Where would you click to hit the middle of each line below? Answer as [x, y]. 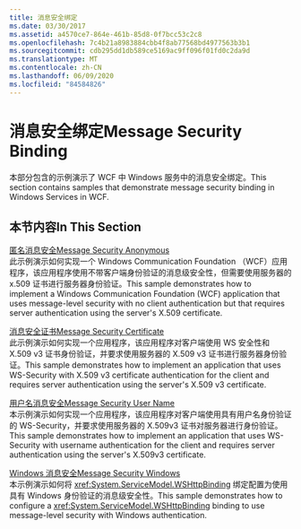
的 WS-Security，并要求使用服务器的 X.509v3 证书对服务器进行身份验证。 [146, 426]
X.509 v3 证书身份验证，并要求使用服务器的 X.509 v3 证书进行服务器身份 [144, 354]
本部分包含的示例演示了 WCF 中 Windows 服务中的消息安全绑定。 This [138, 177]
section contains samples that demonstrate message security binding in [142, 187]
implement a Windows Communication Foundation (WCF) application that [145, 294]
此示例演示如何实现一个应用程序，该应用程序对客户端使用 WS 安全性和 [140, 343]
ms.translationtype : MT [54, 59]
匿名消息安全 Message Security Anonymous [90, 250]
